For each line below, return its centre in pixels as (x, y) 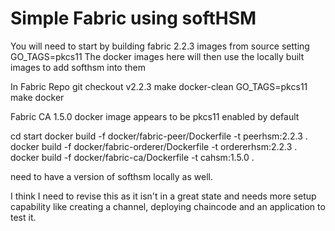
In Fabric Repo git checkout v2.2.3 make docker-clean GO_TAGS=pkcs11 (159, 86)
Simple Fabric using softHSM (133, 18)
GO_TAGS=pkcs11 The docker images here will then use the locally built (157, 56)
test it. (23, 217)
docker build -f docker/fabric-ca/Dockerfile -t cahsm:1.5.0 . (132, 157)
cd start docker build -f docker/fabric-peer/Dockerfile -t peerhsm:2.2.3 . (159, 136)
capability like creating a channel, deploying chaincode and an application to (168, 206)
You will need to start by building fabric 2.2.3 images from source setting (160, 46)
